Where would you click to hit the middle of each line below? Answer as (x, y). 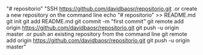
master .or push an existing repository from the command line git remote (97, 34)
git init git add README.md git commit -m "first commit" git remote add (95, 21)
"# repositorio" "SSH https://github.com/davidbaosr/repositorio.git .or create (102, 9)
